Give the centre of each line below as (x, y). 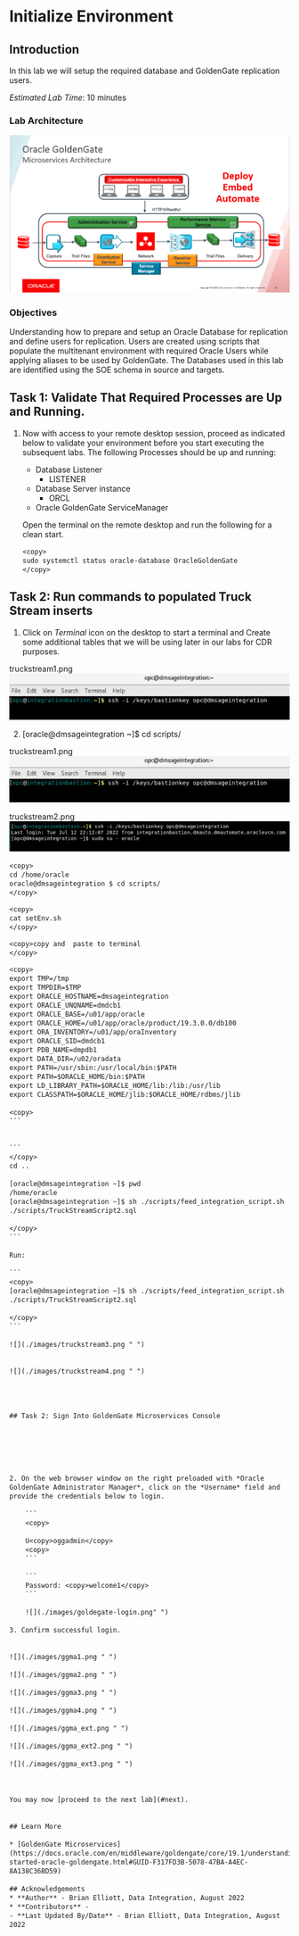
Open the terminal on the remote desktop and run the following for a (147, 525)
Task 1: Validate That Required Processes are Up (146, 398)
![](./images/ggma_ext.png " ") (69, 1729)
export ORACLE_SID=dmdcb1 (57, 1042)
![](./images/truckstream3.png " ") (77, 1345)
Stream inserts (51, 611)
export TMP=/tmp (39, 979)
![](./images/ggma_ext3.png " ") (71, 1765)
